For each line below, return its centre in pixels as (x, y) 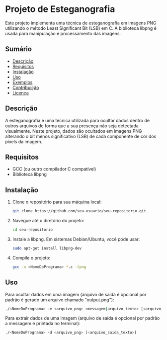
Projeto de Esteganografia (60, 9)
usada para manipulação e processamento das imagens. (63, 33)
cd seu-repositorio (33, 230)
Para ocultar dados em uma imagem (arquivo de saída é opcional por (76, 294)
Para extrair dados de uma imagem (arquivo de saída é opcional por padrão (83, 318)
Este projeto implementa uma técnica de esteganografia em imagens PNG (81, 23)
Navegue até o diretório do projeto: (48, 221)
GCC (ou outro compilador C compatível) (54, 169)
